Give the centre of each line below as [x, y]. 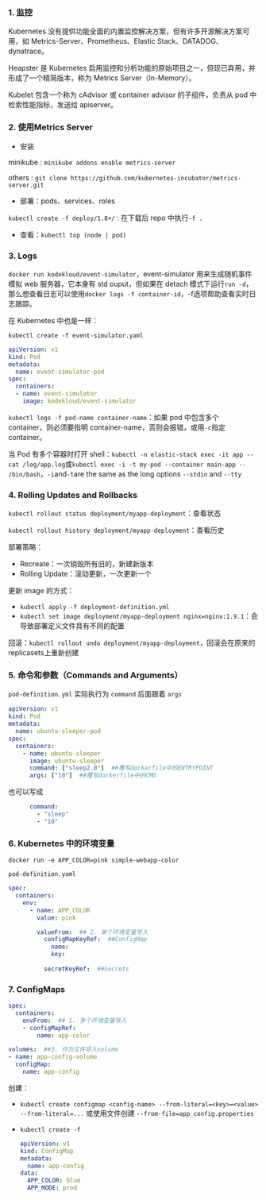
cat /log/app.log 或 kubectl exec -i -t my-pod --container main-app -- [127, 464]
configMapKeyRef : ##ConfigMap [95, 940]
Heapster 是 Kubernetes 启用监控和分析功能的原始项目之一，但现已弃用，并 [132, 68]
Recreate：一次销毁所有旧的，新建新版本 [87, 564]
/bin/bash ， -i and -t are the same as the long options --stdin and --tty [125, 473]
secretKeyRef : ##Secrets [86, 969]
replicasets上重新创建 [44, 653]
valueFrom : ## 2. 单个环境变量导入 [93, 932]
